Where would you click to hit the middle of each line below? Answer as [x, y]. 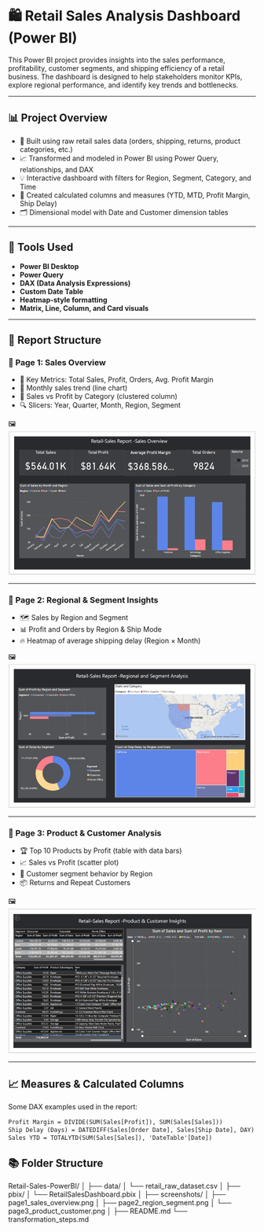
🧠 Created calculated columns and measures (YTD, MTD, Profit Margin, [135, 195]
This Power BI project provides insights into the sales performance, [117, 60]
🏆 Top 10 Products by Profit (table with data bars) [101, 850]
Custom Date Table [51, 291]
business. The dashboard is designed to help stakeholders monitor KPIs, [125, 76]
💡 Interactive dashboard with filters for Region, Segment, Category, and [135, 178]
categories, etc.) [46, 149]
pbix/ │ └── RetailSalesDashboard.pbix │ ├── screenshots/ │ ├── [117, 1194]
